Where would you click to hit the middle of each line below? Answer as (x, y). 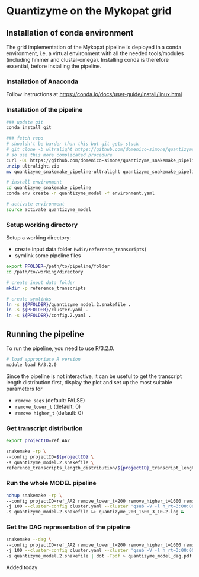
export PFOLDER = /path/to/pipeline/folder (58, 267)
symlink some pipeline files (48, 256)
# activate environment (36, 204)
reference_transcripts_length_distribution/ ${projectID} (78, 468)
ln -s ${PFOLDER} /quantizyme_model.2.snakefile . (69, 304)
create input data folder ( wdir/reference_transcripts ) (81, 249)
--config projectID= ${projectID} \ (50, 457)
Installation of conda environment (70, 33)
